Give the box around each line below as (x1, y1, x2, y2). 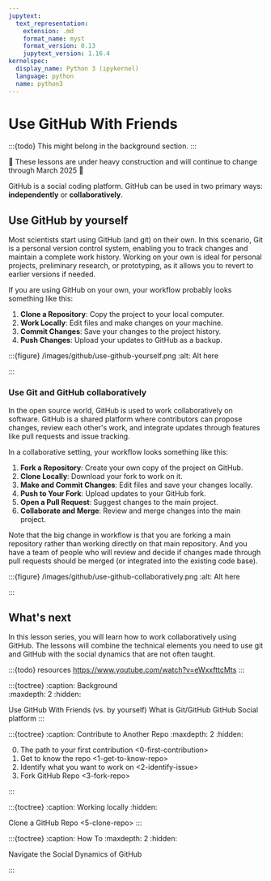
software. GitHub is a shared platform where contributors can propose (8, 414, 243, 424)
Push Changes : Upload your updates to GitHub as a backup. (19, 336, 222, 345)
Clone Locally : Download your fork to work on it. (19, 471, 184, 481)
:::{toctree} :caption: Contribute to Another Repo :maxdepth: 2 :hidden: (8, 729, 244, 739)
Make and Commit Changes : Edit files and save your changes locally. (19, 480, 253, 490)
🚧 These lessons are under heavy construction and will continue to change (8, 157, 257, 167)
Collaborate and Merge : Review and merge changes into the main (19, 506, 241, 515)
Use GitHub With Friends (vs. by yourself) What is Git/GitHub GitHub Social (8, 705, 259, 715)
